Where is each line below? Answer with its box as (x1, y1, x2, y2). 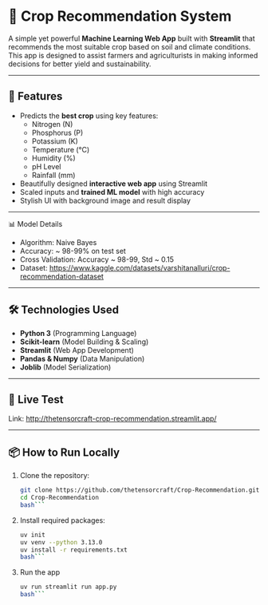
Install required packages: (19, 515, 105, 525)
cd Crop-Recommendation (19, 494, 100, 502)
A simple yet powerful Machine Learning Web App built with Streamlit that (8, 34, 255, 43)
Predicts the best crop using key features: (19, 111, 159, 121)
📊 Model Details (8, 219, 63, 228)
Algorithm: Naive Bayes (19, 237, 97, 247)
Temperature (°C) (31, 144, 90, 154)
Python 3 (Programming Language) (19, 328, 137, 338)
